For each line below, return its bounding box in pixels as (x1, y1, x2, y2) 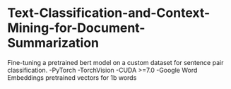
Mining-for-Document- (7, 20, 146, 36)
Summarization (7, 35, 99, 51)
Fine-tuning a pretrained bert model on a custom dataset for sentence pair (7, 58, 224, 66)
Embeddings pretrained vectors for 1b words (7, 73, 137, 82)
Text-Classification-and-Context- (7, 5, 211, 21)
